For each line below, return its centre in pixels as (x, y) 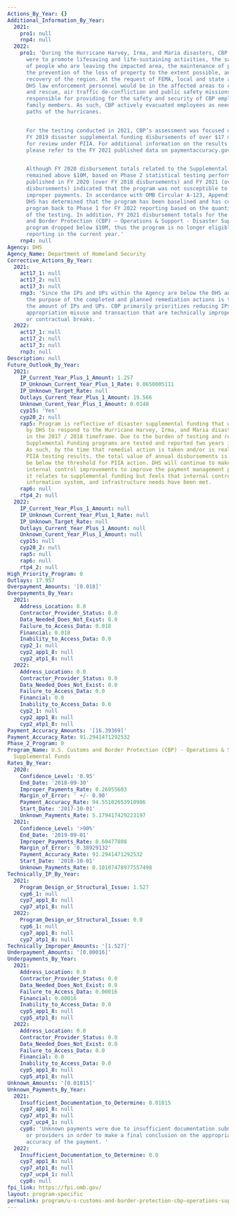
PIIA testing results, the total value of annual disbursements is (127, 456)
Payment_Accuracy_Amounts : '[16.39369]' (67, 730)
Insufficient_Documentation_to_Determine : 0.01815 (96, 1103)
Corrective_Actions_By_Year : (50, 261)
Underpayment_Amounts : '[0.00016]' (59, 952)
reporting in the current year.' (75, 235)
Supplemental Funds (42, 757)
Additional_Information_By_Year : (56, 20)
